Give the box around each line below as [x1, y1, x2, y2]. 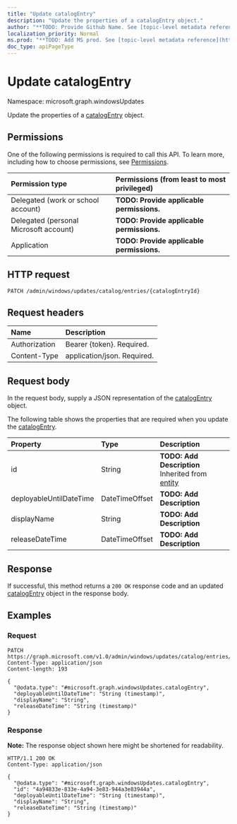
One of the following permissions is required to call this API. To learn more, [7, 150, 225, 158]
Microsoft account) [11, 224, 75, 234]
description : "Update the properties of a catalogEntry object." [7, 17, 203, 24]
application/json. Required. [65, 351, 154, 361]
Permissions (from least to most [115, 174, 226, 184]
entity [159, 478, 179, 488]
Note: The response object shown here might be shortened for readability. [7, 741, 224, 750]
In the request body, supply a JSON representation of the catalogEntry [7, 394, 212, 402]
